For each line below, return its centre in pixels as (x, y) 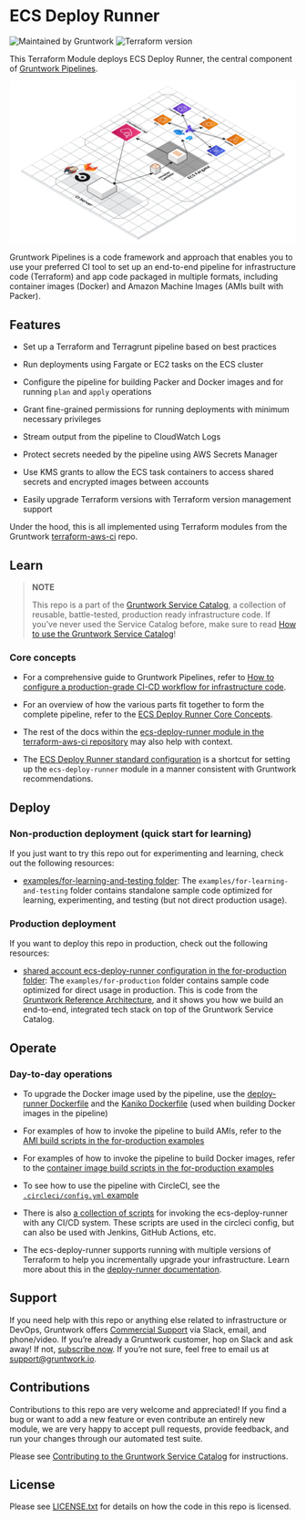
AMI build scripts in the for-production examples (113, 1141)
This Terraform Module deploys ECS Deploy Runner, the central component (151, 58)
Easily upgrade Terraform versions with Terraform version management (157, 500)
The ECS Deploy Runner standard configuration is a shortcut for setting (156, 760)
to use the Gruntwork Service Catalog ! (104, 634)
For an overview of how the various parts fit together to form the (143, 705)
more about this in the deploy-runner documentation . (122, 1269)
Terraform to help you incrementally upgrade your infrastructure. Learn (156, 1260)
